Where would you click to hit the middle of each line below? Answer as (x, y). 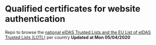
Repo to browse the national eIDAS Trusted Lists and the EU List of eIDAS (78, 32)
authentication (35, 19)
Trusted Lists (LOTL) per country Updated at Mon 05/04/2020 (68, 37)
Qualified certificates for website (73, 9)
